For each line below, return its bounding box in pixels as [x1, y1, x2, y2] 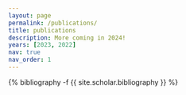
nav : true [8, 48, 41, 56]
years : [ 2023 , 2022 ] [8, 41, 77, 49]
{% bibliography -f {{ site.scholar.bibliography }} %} [8, 77, 179, 87]
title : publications [8, 26, 77, 34]
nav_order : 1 [8, 56, 52, 64]
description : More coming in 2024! [8, 33, 126, 42]
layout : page [8, 11, 52, 20]
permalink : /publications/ [8, 19, 98, 27]
